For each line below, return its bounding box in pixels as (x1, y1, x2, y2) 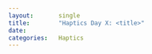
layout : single (8, 11, 81, 20)
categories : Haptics (8, 33, 84, 42)
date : (8, 26, 26, 34)
